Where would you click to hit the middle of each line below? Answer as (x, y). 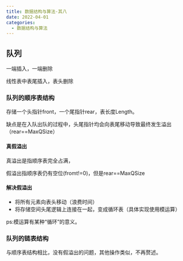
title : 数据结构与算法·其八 (37, 11)
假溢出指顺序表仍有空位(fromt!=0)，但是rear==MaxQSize (76, 173)
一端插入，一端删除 (30, 69)
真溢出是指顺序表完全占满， (40, 160)
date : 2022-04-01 (27, 17)
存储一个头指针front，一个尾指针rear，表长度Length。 (72, 112)
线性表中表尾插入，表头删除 (40, 81)
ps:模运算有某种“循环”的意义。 (43, 222)
